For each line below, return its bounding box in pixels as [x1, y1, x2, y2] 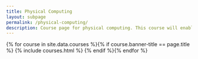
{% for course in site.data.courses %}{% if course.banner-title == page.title [6, 41, 190, 48]
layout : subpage [6, 14, 46, 20]
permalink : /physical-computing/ [6, 19, 88, 25]
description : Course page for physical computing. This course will [6, 25, 178, 31]
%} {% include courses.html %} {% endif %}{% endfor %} [6, 47, 148, 54]
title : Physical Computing [6, 8, 72, 15]
